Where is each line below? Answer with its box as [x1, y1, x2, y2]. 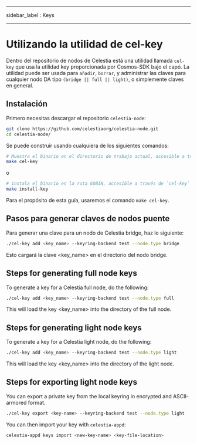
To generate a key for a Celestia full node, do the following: [6, 284, 149, 291]
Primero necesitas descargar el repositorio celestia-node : [6, 114, 147, 121]
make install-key [6, 186, 49, 192]
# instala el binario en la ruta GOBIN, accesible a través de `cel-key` [6, 181, 191, 187]
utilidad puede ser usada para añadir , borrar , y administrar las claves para [6, 69, 186, 76]
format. [28, 399, 46, 406]
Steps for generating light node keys [6, 323, 142, 333]
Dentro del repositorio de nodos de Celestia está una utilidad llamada [6, 57, 173, 64]
